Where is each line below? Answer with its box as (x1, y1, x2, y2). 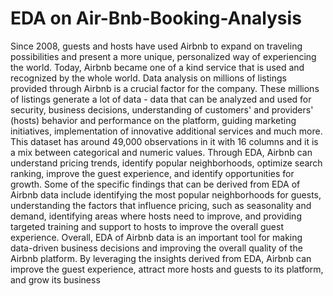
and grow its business (10, 273, 101, 286)
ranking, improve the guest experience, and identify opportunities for (10, 167, 295, 179)
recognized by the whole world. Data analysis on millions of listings (10, 72, 287, 84)
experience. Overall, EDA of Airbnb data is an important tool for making (10, 231, 303, 243)
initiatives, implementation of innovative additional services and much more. (10, 125, 323, 137)
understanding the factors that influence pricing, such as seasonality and (10, 199, 312, 211)
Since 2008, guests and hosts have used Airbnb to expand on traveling (10, 40, 303, 52)
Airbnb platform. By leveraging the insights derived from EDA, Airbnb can (10, 252, 312, 264)
